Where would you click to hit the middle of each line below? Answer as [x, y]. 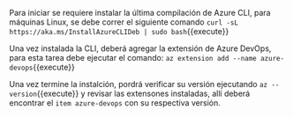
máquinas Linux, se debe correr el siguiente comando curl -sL [124, 22]
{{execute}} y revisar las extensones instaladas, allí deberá [143, 93]
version [23, 94]
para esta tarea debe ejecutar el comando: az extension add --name [133, 58]
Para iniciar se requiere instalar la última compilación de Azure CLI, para [140, 13]
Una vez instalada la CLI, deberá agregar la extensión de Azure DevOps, [140, 48]
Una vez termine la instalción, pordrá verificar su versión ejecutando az [138, 84]
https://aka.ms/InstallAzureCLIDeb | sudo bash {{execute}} [119, 31]
